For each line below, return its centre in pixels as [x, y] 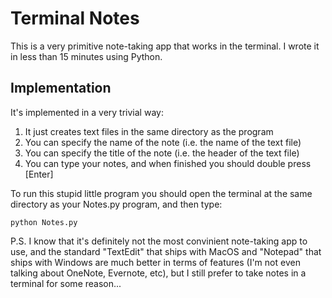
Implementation [61, 88]
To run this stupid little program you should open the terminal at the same [161, 193]
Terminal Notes [75, 18]
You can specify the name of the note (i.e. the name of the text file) [163, 142]
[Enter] [39, 174]
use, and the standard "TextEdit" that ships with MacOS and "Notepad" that [166, 251]
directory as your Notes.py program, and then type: [116, 204]
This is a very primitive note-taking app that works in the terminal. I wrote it [165, 46]
